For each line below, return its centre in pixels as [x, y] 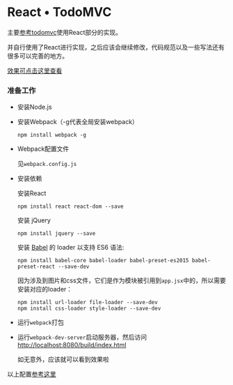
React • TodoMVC [59, 12]
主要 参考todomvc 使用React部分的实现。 [65, 32]
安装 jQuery [34, 220]
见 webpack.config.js [47, 164]
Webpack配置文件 [43, 149]
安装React [32, 193]
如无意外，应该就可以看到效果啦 [63, 359]
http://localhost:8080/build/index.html [72, 345]
